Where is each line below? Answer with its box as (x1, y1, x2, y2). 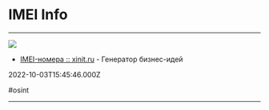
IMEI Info (8, 6, 68, 24)
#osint (8, 85, 30, 95)
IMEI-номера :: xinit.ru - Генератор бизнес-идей (19, 54, 183, 64)
